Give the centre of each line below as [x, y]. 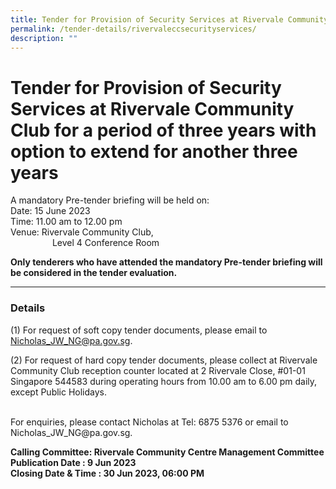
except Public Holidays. [59, 392]
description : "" [44, 38]
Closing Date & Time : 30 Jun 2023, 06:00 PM [107, 473]
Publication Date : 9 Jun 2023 [73, 462]
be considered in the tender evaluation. [94, 273]
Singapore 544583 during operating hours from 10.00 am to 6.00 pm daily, [164, 381]
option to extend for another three [154, 151]
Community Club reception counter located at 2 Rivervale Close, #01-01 [158, 370]
